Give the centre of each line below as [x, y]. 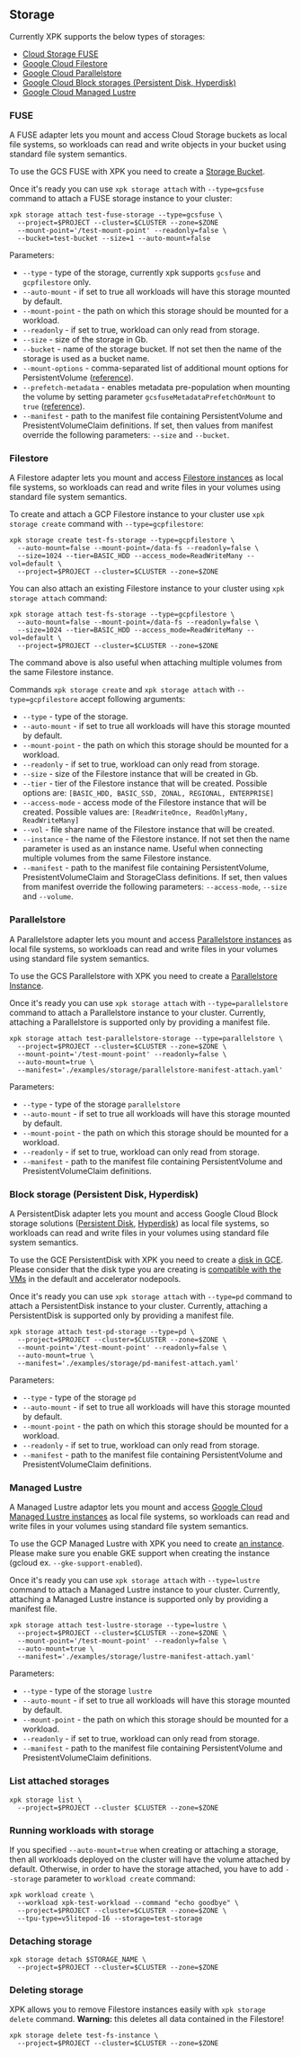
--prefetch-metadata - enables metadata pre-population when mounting [156, 387]
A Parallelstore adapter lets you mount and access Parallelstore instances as [150, 939]
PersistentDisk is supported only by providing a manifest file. [122, 1315]
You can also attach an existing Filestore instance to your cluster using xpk [147, 589]
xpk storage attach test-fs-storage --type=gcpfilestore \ [122, 615]
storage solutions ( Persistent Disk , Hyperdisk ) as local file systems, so [139, 1223]
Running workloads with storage [82, 1830]
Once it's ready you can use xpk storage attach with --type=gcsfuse [137, 189]
